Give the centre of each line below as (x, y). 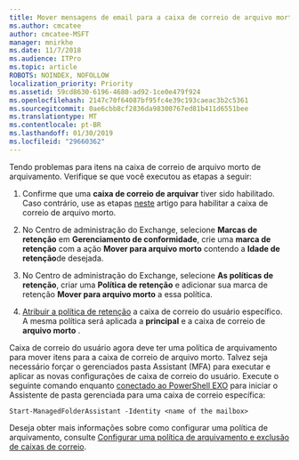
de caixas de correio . (48, 447)
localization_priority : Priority (71, 84)
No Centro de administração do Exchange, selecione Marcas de (140, 230)
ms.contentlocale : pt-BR (55, 125)
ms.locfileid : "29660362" (57, 141)
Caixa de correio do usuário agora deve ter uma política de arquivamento (143, 347)
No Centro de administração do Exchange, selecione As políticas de (148, 275)
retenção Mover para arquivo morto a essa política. (117, 294)
